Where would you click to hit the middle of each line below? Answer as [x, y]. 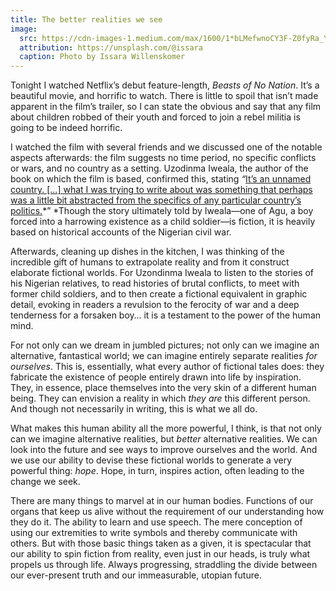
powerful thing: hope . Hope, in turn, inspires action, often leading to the [157, 471]
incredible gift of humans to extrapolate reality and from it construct [150, 262]
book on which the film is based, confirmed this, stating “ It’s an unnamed [161, 179]
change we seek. [45, 482]
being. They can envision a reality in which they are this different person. [160, 398]
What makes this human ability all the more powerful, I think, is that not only [166, 428]
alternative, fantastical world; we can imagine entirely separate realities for [164, 356]
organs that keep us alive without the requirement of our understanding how [167, 512]
